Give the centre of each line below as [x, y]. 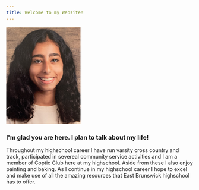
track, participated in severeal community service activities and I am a [92, 157]
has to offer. [21, 182]
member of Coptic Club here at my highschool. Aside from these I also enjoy [99, 163]
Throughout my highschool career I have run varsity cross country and [93, 150]
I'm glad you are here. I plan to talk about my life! [78, 138]
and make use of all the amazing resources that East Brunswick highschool [98, 176]
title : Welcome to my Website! [45, 12]
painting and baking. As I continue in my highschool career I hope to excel [97, 169]
